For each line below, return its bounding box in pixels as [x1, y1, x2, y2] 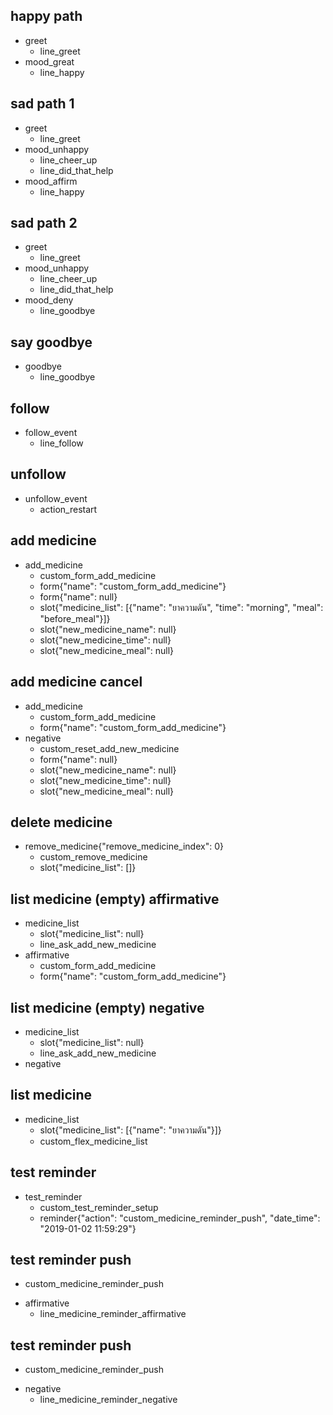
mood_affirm [24, 175, 78, 187]
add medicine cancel [10, 674, 143, 691]
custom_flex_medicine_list [39, 1135, 148, 1147]
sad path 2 [10, 215, 78, 232]
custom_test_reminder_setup [39, 1201, 159, 1213]
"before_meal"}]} [39, 612, 111, 624]
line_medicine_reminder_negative [39, 1394, 178, 1406]
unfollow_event [24, 492, 88, 504]
